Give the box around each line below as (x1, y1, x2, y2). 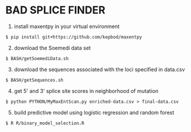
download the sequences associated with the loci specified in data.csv (13, 65, 185, 73)
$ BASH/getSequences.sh (5, 77, 64, 83)
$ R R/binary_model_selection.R (5, 120, 84, 126)
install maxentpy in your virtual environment (13, 23, 120, 30)
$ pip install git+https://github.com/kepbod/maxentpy (5, 34, 142, 40)
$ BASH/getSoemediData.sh (5, 55, 69, 61)
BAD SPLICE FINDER (5, 4, 106, 17)
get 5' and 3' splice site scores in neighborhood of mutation (13, 87, 159, 94)
